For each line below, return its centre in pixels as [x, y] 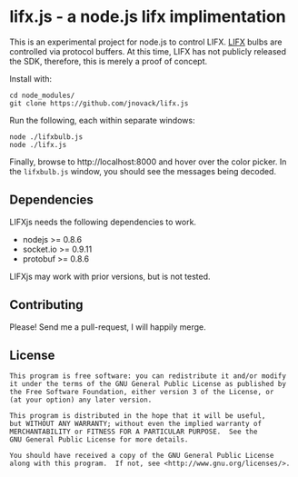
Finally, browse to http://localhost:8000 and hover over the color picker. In [148, 162]
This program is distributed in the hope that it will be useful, [138, 416]
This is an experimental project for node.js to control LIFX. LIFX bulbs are [146, 42]
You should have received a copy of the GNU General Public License [142, 456]
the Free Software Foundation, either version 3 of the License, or [142, 393]
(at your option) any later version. [81, 400]
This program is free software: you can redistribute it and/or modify [148, 376]
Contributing [46, 305]
